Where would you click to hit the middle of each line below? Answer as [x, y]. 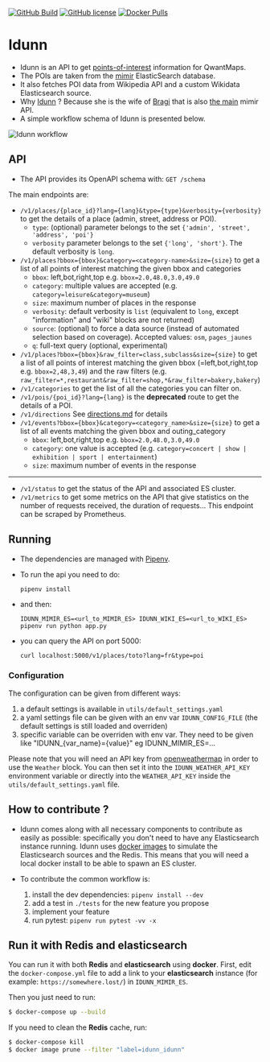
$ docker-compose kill [46, 1043]
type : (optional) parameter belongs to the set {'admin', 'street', [141, 227]
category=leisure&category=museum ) [91, 294]
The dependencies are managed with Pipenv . [95, 559]
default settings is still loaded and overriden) [94, 725]
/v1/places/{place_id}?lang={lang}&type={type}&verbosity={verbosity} [141, 211]
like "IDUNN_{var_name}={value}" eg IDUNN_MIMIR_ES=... [117, 743]
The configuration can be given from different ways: [94, 693]
